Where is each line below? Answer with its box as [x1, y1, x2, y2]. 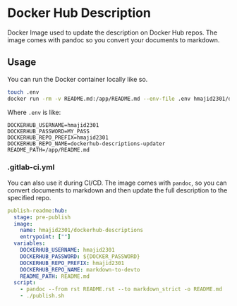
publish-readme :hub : [7, 207, 68, 214]
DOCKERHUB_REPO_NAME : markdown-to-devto [20, 266, 140, 273]
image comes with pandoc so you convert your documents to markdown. [7, 35, 220, 44]
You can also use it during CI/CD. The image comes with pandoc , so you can [7, 178, 227, 187]
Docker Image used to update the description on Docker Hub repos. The [7, 28, 217, 37]
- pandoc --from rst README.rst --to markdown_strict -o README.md [20, 286, 222, 293]
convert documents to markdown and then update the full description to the [7, 185, 228, 195]
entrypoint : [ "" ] [20, 233, 71, 240]
